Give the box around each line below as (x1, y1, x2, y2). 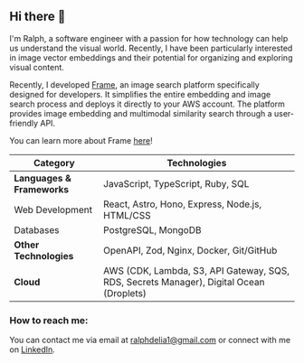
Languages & (14, 172, 72, 184)
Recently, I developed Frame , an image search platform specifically (9, 79, 260, 90)
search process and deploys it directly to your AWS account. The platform (9, 98, 285, 109)
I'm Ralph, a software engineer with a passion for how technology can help (9, 33, 289, 43)
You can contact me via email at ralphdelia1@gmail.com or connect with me (9, 335, 291, 346)
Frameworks (14, 182, 70, 195)
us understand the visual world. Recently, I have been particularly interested (9, 42, 293, 53)
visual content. (9, 61, 65, 72)
